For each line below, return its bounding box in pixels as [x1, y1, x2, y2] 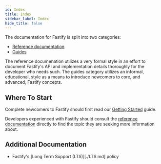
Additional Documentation [5, 141, 87, 149]
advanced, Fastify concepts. [5, 79, 62, 85]
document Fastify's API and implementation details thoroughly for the [5, 64, 145, 70]
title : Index [5, 12, 32, 17]
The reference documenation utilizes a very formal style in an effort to [5, 58, 146, 64]
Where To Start [5, 94, 52, 102]
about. [5, 126, 18, 132]
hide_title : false [5, 21, 42, 26]
